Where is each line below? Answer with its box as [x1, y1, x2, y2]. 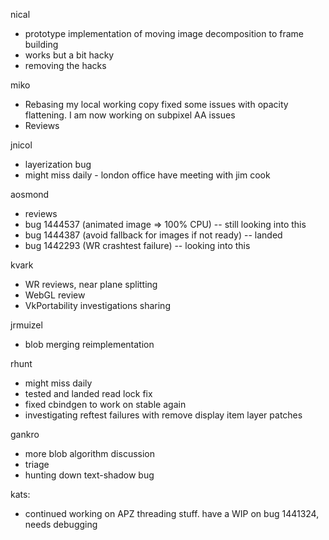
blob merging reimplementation [24, 339, 155, 350]
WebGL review [24, 289, 86, 301]
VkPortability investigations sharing [24, 300, 171, 311]
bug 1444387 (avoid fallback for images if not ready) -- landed [24, 229, 283, 241]
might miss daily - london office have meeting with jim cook [24, 169, 271, 181]
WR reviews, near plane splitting [24, 279, 158, 290]
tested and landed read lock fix [24, 388, 153, 399]
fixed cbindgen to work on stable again [24, 399, 187, 410]
